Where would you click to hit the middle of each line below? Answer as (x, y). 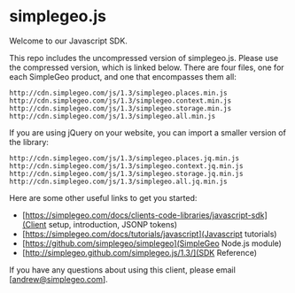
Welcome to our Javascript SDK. (69, 41)
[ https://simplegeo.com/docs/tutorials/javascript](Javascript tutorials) (149, 234)
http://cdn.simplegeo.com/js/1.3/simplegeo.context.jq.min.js (126, 166)
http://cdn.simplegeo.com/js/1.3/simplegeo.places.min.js (118, 93)
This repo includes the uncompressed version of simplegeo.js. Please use (144, 58)
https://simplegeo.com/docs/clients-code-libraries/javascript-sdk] (146, 215)
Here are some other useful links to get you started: (103, 197)
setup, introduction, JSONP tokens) (113, 224)
